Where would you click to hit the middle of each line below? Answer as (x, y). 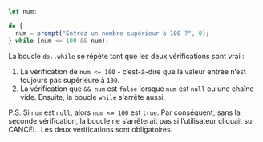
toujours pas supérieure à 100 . (70, 80)
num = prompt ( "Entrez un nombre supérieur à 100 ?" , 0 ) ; (113, 33)
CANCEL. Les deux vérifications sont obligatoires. (91, 129)
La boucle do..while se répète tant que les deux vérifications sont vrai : (126, 56)
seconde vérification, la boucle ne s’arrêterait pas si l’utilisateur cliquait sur (131, 120)
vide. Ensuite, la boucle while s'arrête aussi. (93, 97)
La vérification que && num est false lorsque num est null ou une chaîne (137, 89)
